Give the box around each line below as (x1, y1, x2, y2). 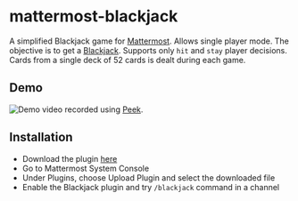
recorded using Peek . (64, 104, 144, 115)
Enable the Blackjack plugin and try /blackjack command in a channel (21, 181, 280, 192)
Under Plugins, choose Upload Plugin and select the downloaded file (21, 172, 276, 183)
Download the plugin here (21, 153, 118, 164)
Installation (9, 130, 73, 145)
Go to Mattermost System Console (21, 163, 150, 173)
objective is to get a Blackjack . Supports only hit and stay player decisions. (9, 44, 287, 55)
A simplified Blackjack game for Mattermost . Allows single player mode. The (9, 36, 290, 46)
